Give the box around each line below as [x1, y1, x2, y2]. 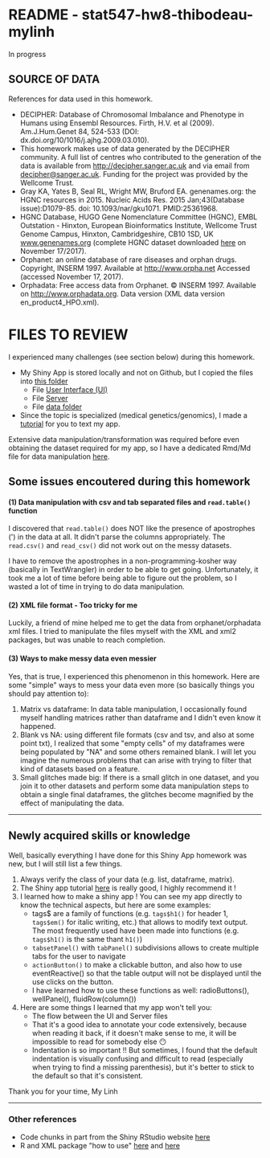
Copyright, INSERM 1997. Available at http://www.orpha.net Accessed [19, 263, 251, 272]
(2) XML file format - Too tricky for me [8, 600, 138, 610]
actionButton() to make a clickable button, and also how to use [31, 960, 243, 969]
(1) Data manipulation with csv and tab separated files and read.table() [8, 497, 252, 507]
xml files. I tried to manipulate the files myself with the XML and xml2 [8, 627, 237, 636]
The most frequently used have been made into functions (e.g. [31, 926, 239, 935]
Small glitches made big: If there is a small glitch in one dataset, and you [19, 772, 260, 782]
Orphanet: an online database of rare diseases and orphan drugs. [19, 255, 237, 264]
